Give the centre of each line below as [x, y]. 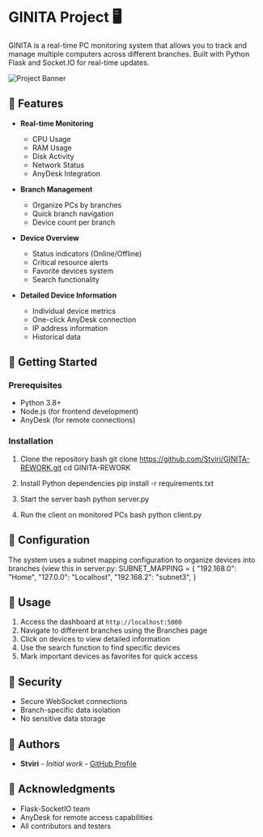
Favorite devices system [73, 271]
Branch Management [56, 189]
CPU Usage [51, 139]
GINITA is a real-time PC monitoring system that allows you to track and [127, 45]
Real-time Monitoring [57, 123]
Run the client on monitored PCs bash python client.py [111, 514]
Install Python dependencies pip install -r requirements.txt [117, 483]
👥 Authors [34, 744]
